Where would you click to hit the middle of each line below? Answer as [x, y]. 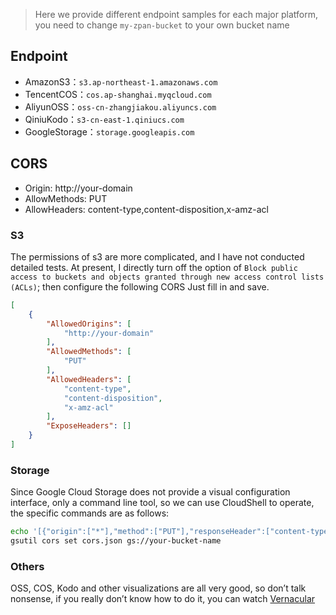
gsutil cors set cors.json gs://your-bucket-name [116, 541]
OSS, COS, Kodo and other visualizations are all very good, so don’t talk [158, 588]
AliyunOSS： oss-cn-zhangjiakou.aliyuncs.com [120, 106]
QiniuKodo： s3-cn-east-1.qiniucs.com [104, 119]
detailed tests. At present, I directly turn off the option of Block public [154, 267]
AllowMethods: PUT [66, 198]
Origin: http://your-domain [78, 188]
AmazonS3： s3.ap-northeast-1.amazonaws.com [121, 81]
